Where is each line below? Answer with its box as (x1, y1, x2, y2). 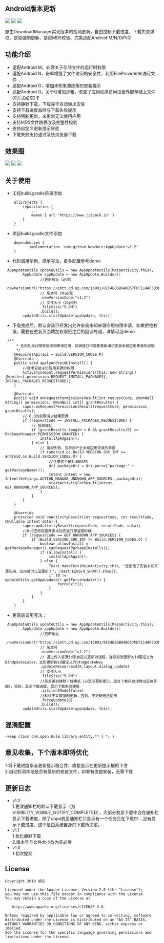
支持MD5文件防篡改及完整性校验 (12, 119, 78, 125)
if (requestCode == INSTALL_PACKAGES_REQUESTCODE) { (22, 418, 132, 423)
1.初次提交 (12, 850, 33, 856)
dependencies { (14, 240, 45, 245)
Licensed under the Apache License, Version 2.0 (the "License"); (5, 887, 143, 892)
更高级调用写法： (12, 612, 47, 618)
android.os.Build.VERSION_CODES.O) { (5, 454, 82, 459)
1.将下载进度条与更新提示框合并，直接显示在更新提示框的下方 (5, 762, 128, 768)
